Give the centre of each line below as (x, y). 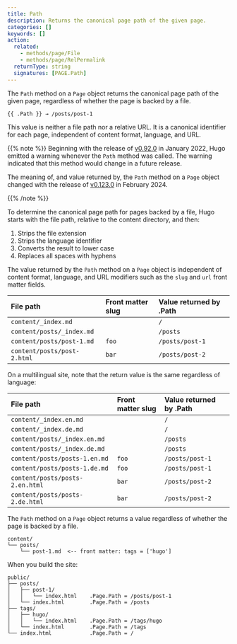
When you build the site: (43, 564)
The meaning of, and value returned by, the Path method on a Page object (114, 177)
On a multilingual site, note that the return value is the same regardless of (114, 374)
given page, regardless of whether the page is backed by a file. (99, 100)
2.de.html (27, 502)
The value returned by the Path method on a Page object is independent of (115, 269)
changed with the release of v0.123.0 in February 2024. (87, 184)
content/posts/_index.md (53, 331)
